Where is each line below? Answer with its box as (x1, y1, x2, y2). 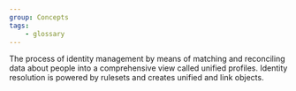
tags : (9, 21, 29, 30)
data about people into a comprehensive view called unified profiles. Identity (9, 63, 288, 73)
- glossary (25, 29, 65, 38)
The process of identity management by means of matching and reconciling (9, 54, 285, 64)
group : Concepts (9, 12, 69, 22)
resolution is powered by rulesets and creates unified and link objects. (9, 72, 264, 83)
